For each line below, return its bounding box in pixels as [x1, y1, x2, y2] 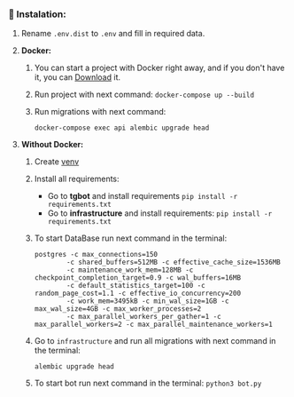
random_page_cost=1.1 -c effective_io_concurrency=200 [34, 289, 241, 298]
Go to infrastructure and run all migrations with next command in [34, 336, 276, 346]
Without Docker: [20, 139, 84, 150]
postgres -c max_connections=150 [34, 250, 159, 259]
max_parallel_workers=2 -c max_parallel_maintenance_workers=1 [34, 320, 274, 330]
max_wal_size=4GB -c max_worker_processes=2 [34, 305, 202, 314]
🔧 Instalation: [8, 8, 67, 20]
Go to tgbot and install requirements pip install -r [47, 191, 238, 202]
